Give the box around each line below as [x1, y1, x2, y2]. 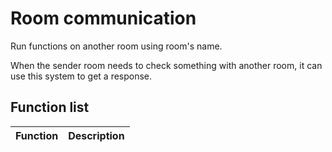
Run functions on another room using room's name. [10, 40, 223, 52]
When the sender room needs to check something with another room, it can [10, 59, 323, 71]
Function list [10, 99, 90, 116]
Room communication [10, 7, 197, 30]
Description [68, 128, 125, 142]
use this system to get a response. [10, 70, 153, 82]
